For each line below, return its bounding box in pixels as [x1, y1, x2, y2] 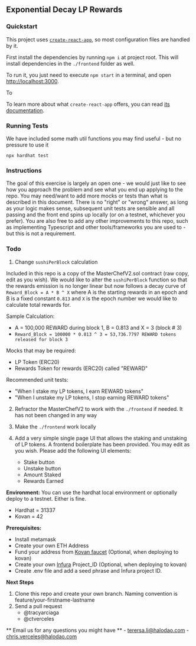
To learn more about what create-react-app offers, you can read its [6, 100, 170, 108]
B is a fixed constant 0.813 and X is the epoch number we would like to [6, 295, 177, 302]
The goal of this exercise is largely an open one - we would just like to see [6, 180, 187, 187]
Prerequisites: [6, 524, 42, 531]
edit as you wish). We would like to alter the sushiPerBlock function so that [6, 276, 188, 283]
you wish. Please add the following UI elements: [14, 447, 132, 454]
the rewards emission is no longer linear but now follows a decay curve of [6, 282, 186, 289]
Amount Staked [23, 471, 61, 478]
